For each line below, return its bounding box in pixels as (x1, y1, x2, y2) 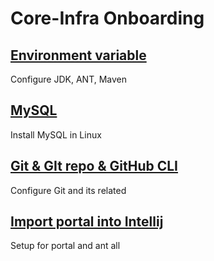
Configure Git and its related (10, 184, 127, 196)
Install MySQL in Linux (10, 128, 102, 141)
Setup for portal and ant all (10, 240, 121, 252)
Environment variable (10, 47, 147, 64)
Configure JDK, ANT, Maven (10, 73, 128, 85)
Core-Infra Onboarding (10, 7, 205, 30)
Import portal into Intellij (10, 213, 164, 231)
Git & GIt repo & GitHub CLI (10, 158, 179, 175)
